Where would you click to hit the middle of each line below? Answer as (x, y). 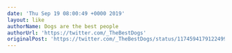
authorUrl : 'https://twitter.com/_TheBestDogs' (77, 33)
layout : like (26, 20)
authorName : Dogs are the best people (63, 26)
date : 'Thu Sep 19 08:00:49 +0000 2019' (66, 13)
